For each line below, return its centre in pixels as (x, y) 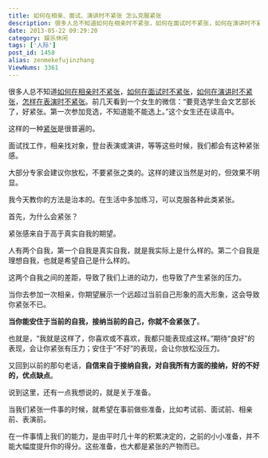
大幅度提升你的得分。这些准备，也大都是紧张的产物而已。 (109, 446)
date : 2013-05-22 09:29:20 (53, 30)
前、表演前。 (29, 419)
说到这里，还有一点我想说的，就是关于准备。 (82, 392)
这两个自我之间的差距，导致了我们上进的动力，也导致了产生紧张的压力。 (127, 277)
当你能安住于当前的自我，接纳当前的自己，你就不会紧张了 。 (106, 321)
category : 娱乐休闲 (38, 38)
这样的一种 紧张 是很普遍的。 (54, 128)
